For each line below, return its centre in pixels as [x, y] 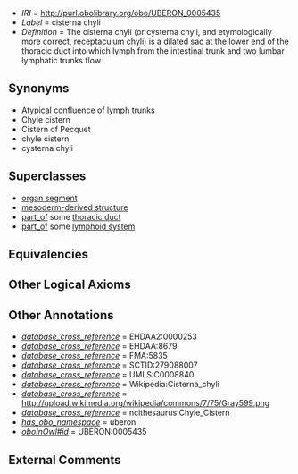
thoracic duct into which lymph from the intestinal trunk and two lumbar [153, 51]
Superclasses [47, 177]
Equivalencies [48, 254]
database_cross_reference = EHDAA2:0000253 [109, 337]
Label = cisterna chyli [61, 22]
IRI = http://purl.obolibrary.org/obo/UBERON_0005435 [121, 13]
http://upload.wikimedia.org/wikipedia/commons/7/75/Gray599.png [145, 403]
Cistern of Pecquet [56, 129]
